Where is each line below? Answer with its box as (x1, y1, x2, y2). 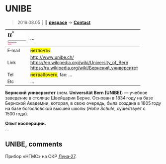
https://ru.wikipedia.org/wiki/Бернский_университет (30, 65, 138, 71)
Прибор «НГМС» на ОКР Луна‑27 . (5, 153, 77, 159)
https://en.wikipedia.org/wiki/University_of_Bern (30, 59, 128, 65)
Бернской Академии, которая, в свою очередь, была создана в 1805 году (5, 100, 162, 106)
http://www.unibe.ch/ (30, 54, 74, 60)
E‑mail (7, 47, 20, 53)
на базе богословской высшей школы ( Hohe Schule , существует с (5, 105, 146, 111)
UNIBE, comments (5, 140, 63, 149)
